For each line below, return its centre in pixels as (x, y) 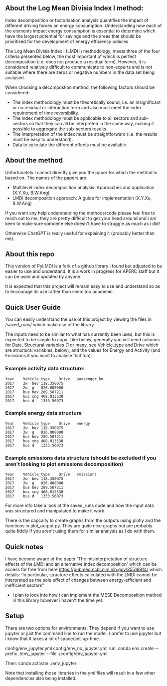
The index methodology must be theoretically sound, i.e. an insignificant (86, 102)
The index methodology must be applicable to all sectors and (75, 118)
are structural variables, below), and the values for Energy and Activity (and (83, 350)
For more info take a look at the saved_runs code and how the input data (80, 505)
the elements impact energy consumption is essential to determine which (80, 31)
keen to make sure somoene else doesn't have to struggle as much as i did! (83, 224)
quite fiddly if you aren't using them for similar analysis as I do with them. (80, 531)
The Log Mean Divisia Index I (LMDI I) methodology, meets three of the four (83, 51)
